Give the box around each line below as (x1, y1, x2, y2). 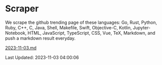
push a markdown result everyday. (5, 35, 76, 41)
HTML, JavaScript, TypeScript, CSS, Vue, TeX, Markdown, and (27, 30, 156, 36)
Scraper (5, 3, 39, 14)
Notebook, (5, 30, 27, 36)
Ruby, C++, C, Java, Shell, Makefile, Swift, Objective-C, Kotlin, (5, 24, 132, 30)
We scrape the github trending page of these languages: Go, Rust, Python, (5, 19, 158, 25)
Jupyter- (133, 24, 151, 30)
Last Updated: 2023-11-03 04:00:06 (5, 54, 79, 60)
